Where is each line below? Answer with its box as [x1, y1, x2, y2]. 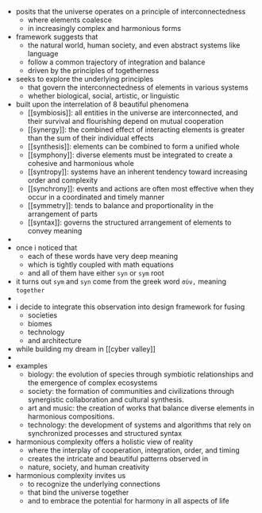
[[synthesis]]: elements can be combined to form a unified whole [27, 142, 240, 151]
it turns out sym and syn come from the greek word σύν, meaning [15, 277, 227, 286]
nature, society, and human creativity [27, 462, 149, 472]
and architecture [27, 336, 82, 345]
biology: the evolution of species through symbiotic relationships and [27, 369, 254, 379]
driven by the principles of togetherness [27, 66, 160, 75]
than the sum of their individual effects [27, 133, 154, 142]
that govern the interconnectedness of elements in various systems [27, 83, 249, 92]
